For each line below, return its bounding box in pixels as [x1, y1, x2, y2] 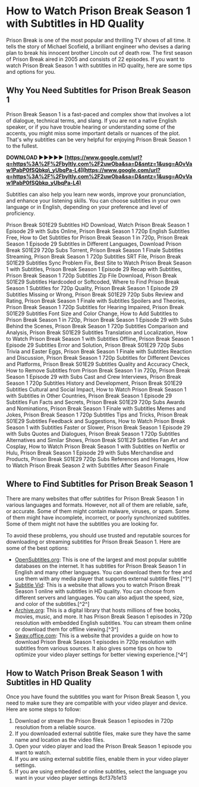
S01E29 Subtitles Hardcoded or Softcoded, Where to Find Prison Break [6, 278, 180, 285]
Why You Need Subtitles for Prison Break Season [6, 85, 191, 96]
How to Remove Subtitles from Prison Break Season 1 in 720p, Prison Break [6, 366, 191, 374]
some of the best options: [6, 544, 70, 552]
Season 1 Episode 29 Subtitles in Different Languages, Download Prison [6, 240, 182, 247]
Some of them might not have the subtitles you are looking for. [6, 520, 159, 527]
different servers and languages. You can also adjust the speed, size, [14, 594, 184, 601]
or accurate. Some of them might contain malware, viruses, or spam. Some [6, 508, 190, 515]
